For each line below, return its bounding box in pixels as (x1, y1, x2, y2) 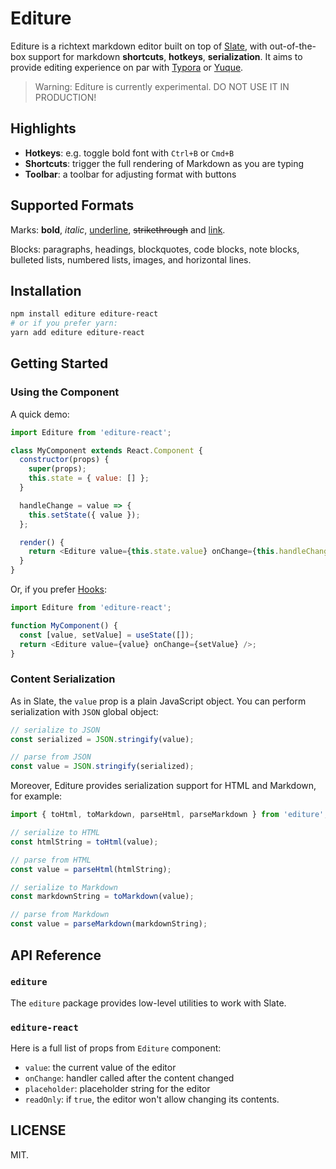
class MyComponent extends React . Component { (10, 445, 203, 456)
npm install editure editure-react (10, 309, 159, 319)
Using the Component (10, 385, 120, 399)
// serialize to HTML (10, 828, 101, 838)
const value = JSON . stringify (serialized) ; (10, 762, 195, 772)
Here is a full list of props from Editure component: (10, 1042, 222, 1054)
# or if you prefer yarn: (10, 318, 118, 329)
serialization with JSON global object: (10, 705, 159, 717)
